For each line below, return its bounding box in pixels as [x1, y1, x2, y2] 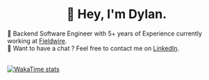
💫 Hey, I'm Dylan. [66, 6, 167, 22]
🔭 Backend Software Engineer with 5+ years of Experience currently [7, 29, 203, 38]
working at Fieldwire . [7, 36, 67, 45]
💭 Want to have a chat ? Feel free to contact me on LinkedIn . [7, 44, 179, 52]
